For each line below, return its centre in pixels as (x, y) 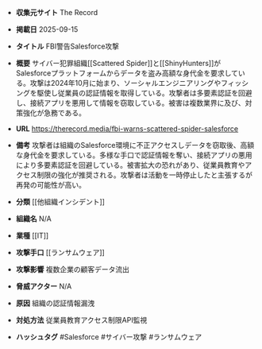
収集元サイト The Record (57, 12)
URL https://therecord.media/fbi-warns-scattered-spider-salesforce (127, 129)
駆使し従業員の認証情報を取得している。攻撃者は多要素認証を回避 (144, 93)
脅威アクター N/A (44, 286)
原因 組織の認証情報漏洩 (55, 303)
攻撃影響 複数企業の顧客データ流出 (72, 269)
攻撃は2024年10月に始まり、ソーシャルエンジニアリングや (125, 83)
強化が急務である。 (54, 113)
